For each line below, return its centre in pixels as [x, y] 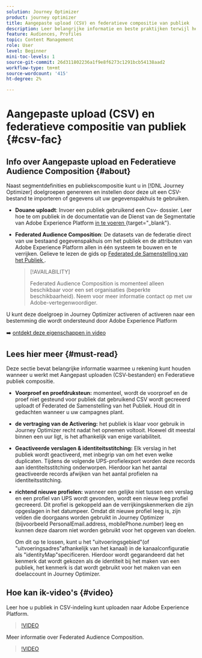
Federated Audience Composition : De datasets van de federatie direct [103, 235]
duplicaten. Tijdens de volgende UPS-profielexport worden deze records [105, 461]
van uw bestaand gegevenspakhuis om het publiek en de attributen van [103, 241]
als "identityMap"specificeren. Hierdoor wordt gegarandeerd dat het [99, 554]
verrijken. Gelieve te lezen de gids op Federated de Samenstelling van [101, 254]
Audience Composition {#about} [69, 171]
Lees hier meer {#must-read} [62, 354]
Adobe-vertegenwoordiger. [64, 303]
